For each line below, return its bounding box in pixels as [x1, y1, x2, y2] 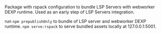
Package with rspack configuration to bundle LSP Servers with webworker [4, 4, 155, 10]
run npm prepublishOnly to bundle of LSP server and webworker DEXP [4, 19, 146, 24]
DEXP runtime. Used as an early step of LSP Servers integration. [4, 9, 135, 15]
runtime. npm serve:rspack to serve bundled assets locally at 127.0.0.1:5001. [4, 23, 157, 29]
